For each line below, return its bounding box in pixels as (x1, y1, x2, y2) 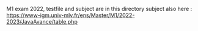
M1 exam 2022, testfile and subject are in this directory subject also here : (6, 5, 193, 12)
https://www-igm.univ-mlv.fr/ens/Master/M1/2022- (6, 12, 135, 19)
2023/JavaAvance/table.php (6, 18, 78, 25)
